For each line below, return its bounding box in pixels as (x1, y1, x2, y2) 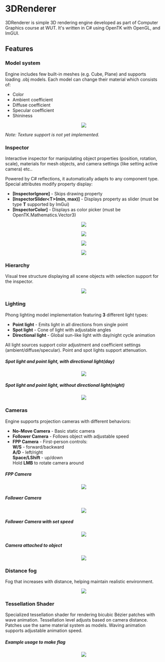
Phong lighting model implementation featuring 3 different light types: (5, 312, 149, 318)
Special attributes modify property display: (5, 181, 93, 187)
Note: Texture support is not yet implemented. (5, 131, 100, 137)
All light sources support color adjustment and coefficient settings (5, 342, 141, 348)
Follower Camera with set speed (5, 519, 74, 525)
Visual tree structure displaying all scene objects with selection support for (5, 273, 159, 279)
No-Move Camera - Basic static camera (12, 428, 95, 434)
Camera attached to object (5, 543, 62, 549)
